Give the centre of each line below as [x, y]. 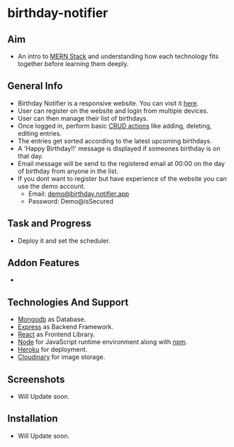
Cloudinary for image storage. [61, 357]
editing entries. [40, 133]
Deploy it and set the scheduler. [64, 241]
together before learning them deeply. [73, 64]
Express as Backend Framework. [65, 327]
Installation [33, 419]
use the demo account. [51, 186]
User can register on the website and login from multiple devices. [113, 111]
